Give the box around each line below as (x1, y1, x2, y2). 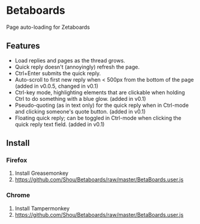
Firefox (6, 156, 28, 165)
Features (6, 41, 40, 51)
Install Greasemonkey (14, 169, 69, 177)
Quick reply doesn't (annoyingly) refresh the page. (14, 63, 140, 70)
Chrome (6, 191, 31, 199)
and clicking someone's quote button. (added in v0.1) (14, 107, 146, 115)
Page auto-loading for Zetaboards (6, 23, 90, 31)
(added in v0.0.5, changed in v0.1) (14, 82, 99, 89)
